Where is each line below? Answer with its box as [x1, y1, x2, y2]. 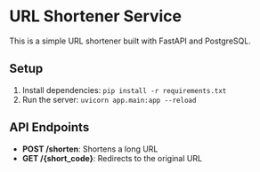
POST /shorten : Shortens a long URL [21, 144, 158, 154]
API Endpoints [9, 120, 90, 135]
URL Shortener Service [9, 6, 183, 27]
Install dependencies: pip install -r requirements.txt [21, 84, 227, 95]
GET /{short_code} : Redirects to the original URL [21, 152, 203, 163]
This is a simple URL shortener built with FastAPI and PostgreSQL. [9, 35, 251, 46]
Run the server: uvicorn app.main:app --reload [21, 94, 197, 105]
